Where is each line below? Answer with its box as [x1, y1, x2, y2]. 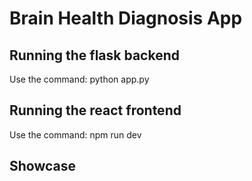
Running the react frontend [9, 102, 182, 119]
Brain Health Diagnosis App [9, 7, 243, 30]
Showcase [9, 158, 77, 175]
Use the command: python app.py [9, 73, 150, 85]
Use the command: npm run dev [9, 128, 142, 141]
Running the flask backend [9, 47, 180, 64]
